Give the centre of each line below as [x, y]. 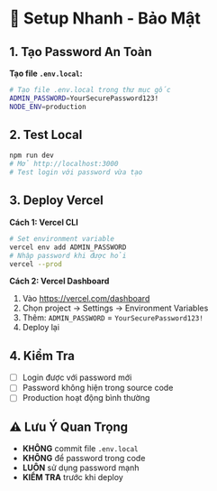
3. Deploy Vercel [56, 201]
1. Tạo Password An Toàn [81, 52]
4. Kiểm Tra [42, 356]
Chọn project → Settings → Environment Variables [115, 308]
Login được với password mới [77, 377]
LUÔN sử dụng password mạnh [81, 468]
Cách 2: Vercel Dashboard [59, 281]
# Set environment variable [62, 238]
